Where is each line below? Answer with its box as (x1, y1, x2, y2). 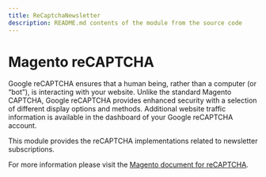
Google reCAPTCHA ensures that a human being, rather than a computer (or (8, 79, 257, 88)
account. (8, 121, 37, 130)
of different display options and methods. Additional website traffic (8, 104, 226, 114)
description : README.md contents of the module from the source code (8, 19, 243, 27)
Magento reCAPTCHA (8, 53, 154, 71)
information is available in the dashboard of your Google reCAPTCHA (8, 112, 234, 122)
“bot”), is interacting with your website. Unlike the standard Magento (8, 88, 232, 97)
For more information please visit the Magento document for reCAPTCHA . (8, 160, 249, 170)
